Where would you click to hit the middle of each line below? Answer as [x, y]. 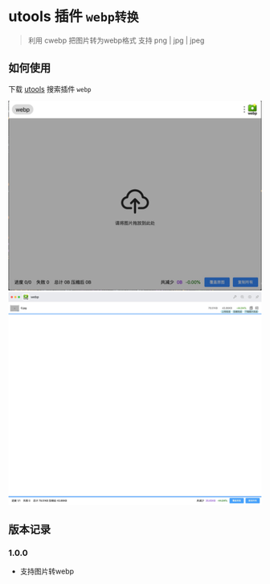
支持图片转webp [47, 571]
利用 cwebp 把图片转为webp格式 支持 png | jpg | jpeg [116, 40]
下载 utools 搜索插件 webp [50, 88]
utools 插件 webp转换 [74, 16]
